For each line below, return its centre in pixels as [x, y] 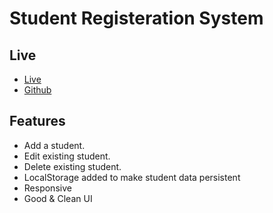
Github [37, 90]
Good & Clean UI [58, 198]
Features [37, 121]
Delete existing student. [72, 166]
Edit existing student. [67, 156]
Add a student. [54, 145]
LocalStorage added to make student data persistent [132, 177]
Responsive [47, 188]
